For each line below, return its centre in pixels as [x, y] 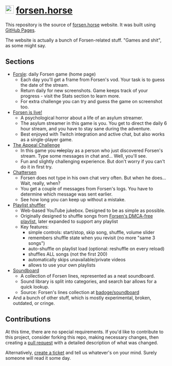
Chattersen [25, 172]
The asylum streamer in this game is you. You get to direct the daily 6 [94, 123]
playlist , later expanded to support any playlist [69, 221]
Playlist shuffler [29, 205]
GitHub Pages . [21, 30]
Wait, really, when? [40, 183]
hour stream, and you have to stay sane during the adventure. [86, 128]
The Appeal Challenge [36, 145]
